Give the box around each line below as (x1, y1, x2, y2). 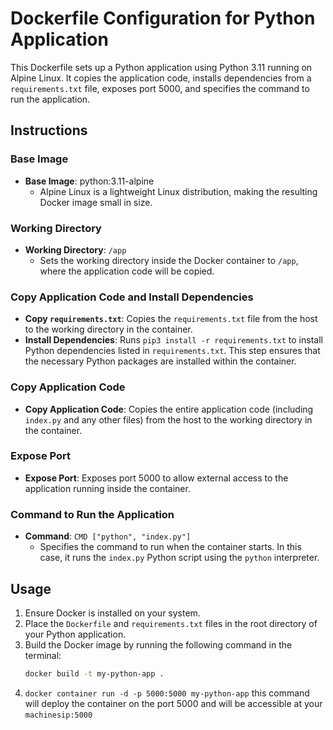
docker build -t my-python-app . (24, 668, 165, 679)
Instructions (10, 122, 88, 139)
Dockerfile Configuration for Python (10, 7, 316, 30)
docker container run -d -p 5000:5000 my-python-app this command (24, 687, 310, 699)
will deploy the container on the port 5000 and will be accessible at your (24, 697, 323, 709)
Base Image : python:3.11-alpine (24, 175, 155, 187)
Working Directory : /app (24, 243, 127, 256)
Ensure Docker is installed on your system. (24, 607, 201, 619)
